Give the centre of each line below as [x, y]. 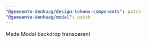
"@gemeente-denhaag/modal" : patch [48, 17]
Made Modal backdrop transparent [48, 34]
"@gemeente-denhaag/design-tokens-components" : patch [73, 11]
